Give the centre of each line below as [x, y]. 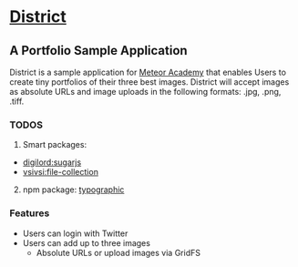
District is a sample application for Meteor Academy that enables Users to [148, 72]
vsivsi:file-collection [60, 172]
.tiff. [17, 101]
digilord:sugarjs [52, 162]
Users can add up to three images [86, 242]
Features [30, 213]
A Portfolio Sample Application [99, 51]
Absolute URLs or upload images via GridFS [118, 252]
